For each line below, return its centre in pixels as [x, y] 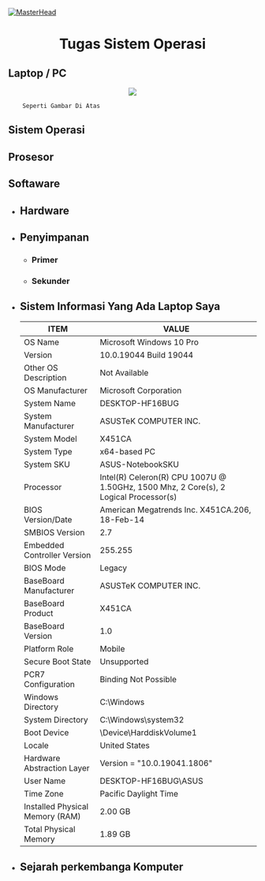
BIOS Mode [45, 568]
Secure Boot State [57, 661]
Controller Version [57, 554]
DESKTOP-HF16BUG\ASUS [151, 781]
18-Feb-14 [122, 519]
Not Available [124, 372]
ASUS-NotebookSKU [140, 464]
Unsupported [124, 661]
